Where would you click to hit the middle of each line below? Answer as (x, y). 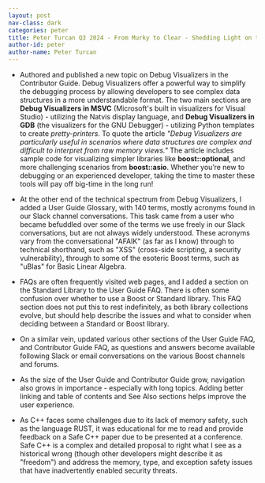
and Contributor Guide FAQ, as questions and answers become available (137, 347)
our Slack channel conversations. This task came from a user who (127, 216)
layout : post (30, 15)
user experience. (47, 405)
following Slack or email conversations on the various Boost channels (132, 356)
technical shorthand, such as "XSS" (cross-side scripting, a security (130, 249)
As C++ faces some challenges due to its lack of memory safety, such (134, 420)
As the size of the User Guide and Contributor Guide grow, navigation (132, 379)
